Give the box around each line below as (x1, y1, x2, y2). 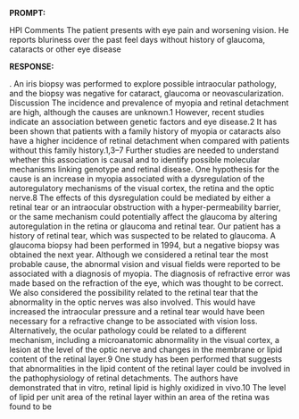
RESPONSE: (9, 62, 54, 71)
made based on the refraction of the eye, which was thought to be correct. (9, 278, 284, 289)
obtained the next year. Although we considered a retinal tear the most (9, 249, 270, 260)
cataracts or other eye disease (9, 44, 122, 54)
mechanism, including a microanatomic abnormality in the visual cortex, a (9, 335, 279, 345)
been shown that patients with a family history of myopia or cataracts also (9, 126, 281, 137)
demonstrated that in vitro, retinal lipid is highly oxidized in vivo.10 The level (9, 382, 287, 392)
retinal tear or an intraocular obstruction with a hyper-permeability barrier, (9, 202, 281, 213)
